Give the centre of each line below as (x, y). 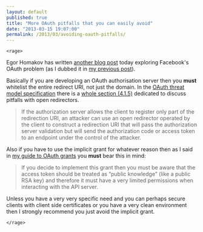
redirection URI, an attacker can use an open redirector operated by (105, 118)
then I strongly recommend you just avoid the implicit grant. (81, 212)
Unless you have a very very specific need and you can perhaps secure (96, 199)
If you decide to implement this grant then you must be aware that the (108, 168)
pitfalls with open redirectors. (43, 100)
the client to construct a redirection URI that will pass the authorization (109, 125)
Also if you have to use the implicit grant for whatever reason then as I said (99, 149)
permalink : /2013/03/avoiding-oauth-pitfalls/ (66, 35)
